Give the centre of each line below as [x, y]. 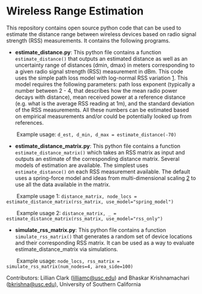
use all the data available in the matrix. [62, 184]
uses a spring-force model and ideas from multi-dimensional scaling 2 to [105, 178]
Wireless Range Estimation [75, 11]
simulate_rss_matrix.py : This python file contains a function [90, 230]
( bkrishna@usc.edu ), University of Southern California [74, 284]
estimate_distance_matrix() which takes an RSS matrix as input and [100, 152]
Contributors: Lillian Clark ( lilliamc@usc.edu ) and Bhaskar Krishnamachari [98, 278]
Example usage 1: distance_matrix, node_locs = [77, 196]
